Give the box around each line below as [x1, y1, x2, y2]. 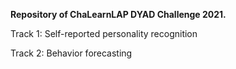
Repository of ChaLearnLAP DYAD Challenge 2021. [10, 9, 227, 20]
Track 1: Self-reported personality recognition [10, 28, 198, 39]
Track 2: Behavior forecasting [10, 47, 133, 59]
